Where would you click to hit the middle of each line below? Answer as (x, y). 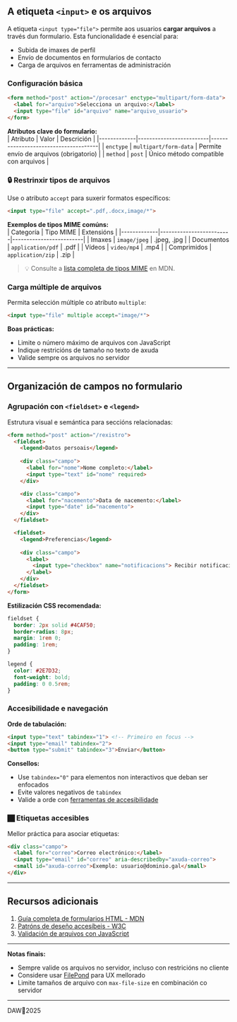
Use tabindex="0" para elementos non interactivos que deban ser (113, 777)
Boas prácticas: (31, 329)
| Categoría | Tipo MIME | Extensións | (62, 232)
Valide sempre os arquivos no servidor (73, 357)
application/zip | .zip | (41, 255)
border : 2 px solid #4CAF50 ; (55, 625)
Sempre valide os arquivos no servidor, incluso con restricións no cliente (123, 968)
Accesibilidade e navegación (58, 709)
